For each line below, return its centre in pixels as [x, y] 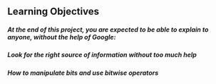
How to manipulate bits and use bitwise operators [83, 73]
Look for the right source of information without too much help [102, 55]
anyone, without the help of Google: [62, 37]
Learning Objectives [53, 12]
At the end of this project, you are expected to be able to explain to [108, 29]
